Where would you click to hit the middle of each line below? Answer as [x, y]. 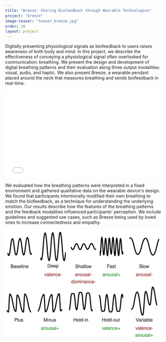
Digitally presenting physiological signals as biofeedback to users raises [79, 46]
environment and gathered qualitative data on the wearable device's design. [83, 191]
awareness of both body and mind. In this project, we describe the [73, 52]
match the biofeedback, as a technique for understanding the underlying [79, 201]
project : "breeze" [24, 16]
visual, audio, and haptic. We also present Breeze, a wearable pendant [77, 73]
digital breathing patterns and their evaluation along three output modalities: [83, 68]
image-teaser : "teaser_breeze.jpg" [42, 21]
